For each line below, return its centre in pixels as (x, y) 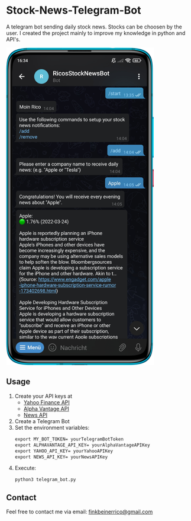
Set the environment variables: (52, 427)
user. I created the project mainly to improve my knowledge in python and (96, 33)
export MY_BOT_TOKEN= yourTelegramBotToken (69, 439)
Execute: (25, 468)
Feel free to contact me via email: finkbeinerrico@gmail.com (80, 512)
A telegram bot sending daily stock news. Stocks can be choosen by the (94, 27)
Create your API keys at (43, 396)
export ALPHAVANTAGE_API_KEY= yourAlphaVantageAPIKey (82, 445)
